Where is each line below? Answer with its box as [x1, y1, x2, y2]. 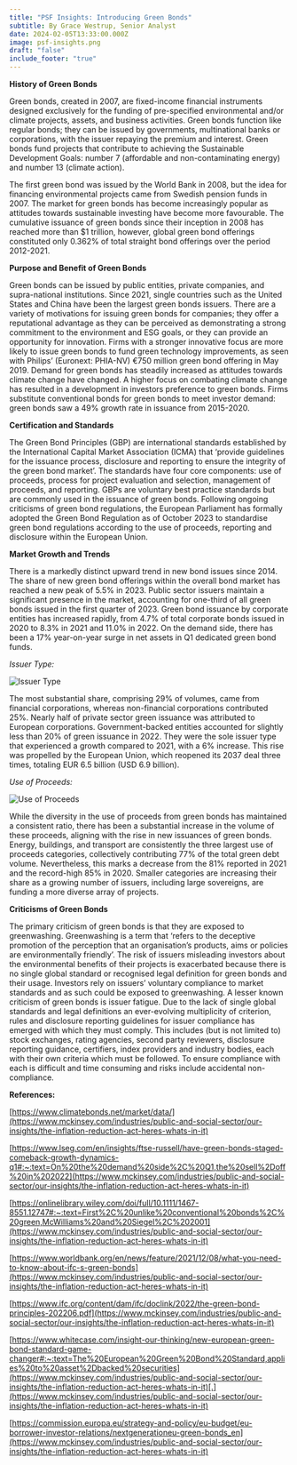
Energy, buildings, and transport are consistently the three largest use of [9, 839, 274, 850]
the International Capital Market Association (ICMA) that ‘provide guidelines [9, 446, 285, 457]
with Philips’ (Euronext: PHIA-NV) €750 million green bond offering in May [9, 356, 279, 365]
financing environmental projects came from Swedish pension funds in [9, 188, 268, 199]
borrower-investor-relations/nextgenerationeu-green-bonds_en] [9, 1428, 244, 1437]
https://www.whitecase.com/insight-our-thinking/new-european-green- [12, 1334, 275, 1345]
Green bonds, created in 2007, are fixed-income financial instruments [9, 96, 263, 107]
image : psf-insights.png [9, 37, 101, 47]
